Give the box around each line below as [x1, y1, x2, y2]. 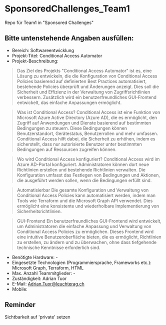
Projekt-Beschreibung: [11, 58, 58, 64]
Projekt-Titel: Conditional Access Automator [11, 52, 102, 58]
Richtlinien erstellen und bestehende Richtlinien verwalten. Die [16, 166, 146, 172]
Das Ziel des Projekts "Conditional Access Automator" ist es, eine [16, 67, 152, 73]
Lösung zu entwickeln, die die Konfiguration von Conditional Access [16, 73, 158, 79]
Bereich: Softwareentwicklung [11, 47, 74, 53]
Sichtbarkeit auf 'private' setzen [4, 313, 70, 320]
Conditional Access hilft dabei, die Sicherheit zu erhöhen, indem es [16, 135, 155, 141]
